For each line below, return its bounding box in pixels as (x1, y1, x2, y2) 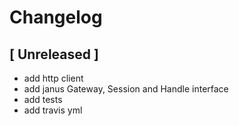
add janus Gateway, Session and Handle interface (23, 83, 229, 95)
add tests (23, 94, 63, 105)
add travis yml (23, 104, 83, 116)
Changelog (9, 6, 103, 29)
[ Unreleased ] (9, 46, 99, 63)
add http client (23, 72, 84, 84)
